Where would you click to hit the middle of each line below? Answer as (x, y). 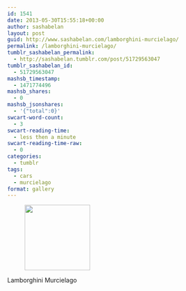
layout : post (26, 33)
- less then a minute (45, 137)
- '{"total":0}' (37, 111)
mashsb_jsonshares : (36, 105)
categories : (24, 157)
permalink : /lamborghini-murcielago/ (62, 46)
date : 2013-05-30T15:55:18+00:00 (56, 20)
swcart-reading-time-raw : (45, 144)
